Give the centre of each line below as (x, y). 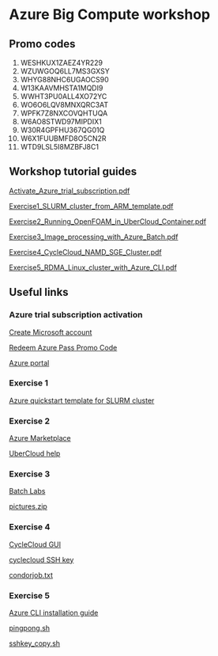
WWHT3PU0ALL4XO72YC (64, 96)
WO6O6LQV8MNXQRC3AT (64, 105)
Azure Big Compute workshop (110, 15)
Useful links (39, 292)
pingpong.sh (30, 628)
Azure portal (29, 362)
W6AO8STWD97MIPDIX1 (61, 121)
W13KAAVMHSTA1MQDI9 (62, 88)
